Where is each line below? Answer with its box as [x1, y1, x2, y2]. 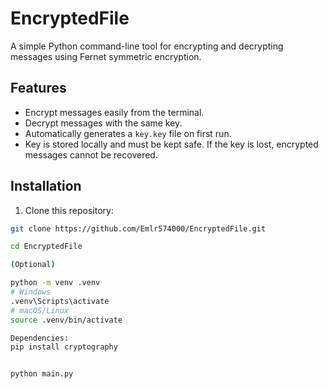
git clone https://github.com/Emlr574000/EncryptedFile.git [10, 223, 267, 234]
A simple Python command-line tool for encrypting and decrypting [10, 40, 284, 52]
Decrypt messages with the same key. [24, 117, 183, 129]
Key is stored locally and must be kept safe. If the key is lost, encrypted [24, 138, 319, 150]
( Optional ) [10, 260, 56, 270]
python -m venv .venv [10, 278, 101, 288]
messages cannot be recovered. [24, 148, 158, 161]
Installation [10, 178, 82, 195]
